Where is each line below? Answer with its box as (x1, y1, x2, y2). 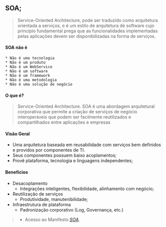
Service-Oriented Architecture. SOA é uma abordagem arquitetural (17, 103, 155, 109)
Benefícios (5, 169, 28, 175)
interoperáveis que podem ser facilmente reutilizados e (17, 114, 131, 120)
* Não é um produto (5, 60, 46, 65)
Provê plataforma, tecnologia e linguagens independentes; (12, 158, 133, 164)
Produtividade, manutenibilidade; (19, 196, 88, 202)
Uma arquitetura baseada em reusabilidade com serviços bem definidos (12, 142, 161, 148)
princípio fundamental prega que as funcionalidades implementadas (17, 27, 158, 34)
